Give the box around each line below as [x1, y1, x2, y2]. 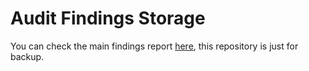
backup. [10, 50, 45, 62]
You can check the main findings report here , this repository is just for [10, 40, 299, 52]
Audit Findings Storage [10, 7, 206, 30]
